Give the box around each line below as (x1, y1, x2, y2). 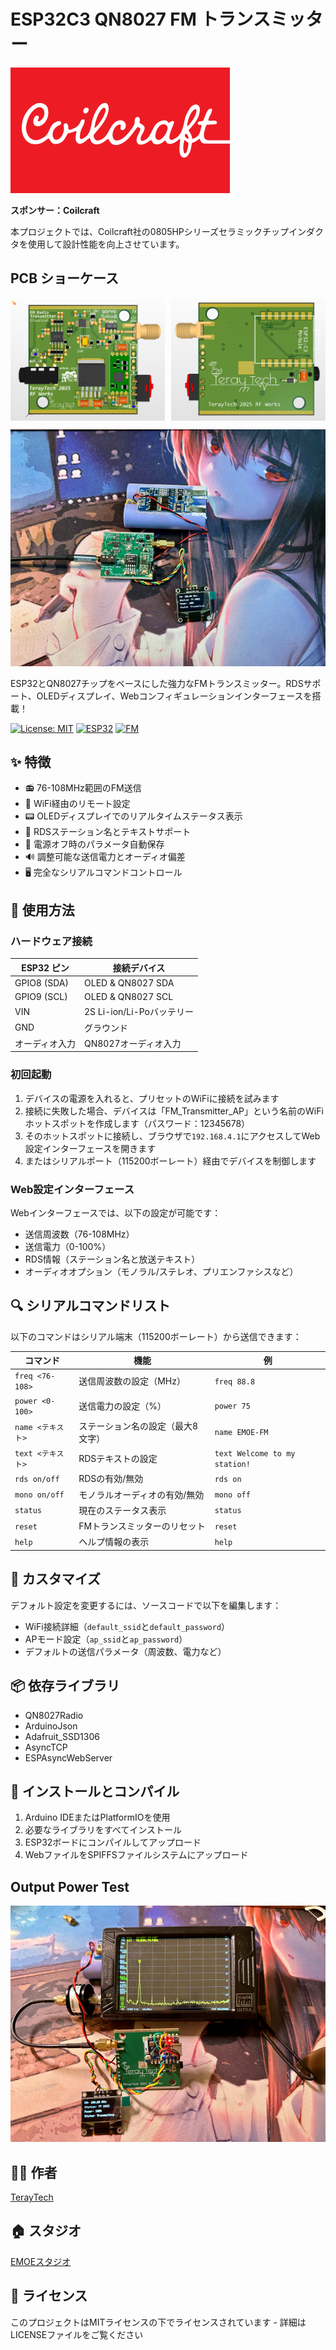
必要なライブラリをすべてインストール (24, 1824, 182, 1836)
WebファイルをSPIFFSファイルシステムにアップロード (24, 1849, 249, 1861)
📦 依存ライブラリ (10, 1678, 121, 1695)
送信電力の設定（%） (78, 1400, 167, 1412)
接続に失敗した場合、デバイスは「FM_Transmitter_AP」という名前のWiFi (24, 1105, 324, 1117)
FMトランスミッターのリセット (78, 1520, 206, 1532)
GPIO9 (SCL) (14, 991, 68, 1003)
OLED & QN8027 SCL (84, 991, 174, 1003)
